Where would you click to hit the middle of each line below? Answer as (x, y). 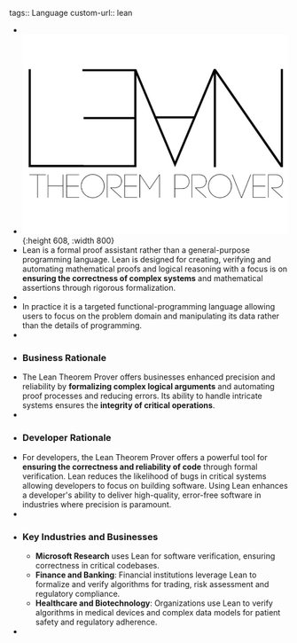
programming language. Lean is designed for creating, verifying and (147, 260)
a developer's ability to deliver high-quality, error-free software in (141, 495)
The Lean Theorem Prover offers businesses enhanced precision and (148, 377)
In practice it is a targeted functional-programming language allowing (148, 307)
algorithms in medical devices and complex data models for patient (158, 613)
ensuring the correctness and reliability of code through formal (140, 467)
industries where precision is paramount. (97, 504)
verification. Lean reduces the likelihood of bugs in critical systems (144, 476)
